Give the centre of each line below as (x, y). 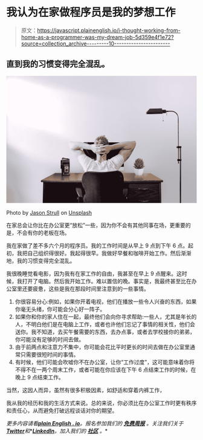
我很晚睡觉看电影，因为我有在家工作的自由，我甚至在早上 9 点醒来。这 (94, 274)
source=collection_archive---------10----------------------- (95, 44)
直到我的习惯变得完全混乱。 (58, 64)
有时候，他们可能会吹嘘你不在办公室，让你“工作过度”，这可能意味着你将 (105, 362)
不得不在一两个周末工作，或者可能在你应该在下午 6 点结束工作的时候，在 (105, 369)
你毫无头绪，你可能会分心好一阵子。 (60, 309)
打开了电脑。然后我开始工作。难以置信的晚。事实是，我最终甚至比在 (107, 281)
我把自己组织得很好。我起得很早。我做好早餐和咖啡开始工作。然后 (99, 253)
